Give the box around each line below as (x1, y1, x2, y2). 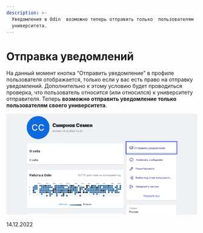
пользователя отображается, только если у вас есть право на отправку (6, 76, 193, 83)
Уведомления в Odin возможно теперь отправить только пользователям (12, 16, 194, 22)
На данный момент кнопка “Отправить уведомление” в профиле (6, 70, 175, 77)
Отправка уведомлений (6, 49, 135, 63)
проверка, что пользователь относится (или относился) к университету (6, 89, 193, 96)
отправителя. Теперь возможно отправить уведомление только (6, 95, 177, 103)
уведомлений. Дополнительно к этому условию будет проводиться (6, 83, 183, 90)
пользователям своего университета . (6, 102, 107, 109)
